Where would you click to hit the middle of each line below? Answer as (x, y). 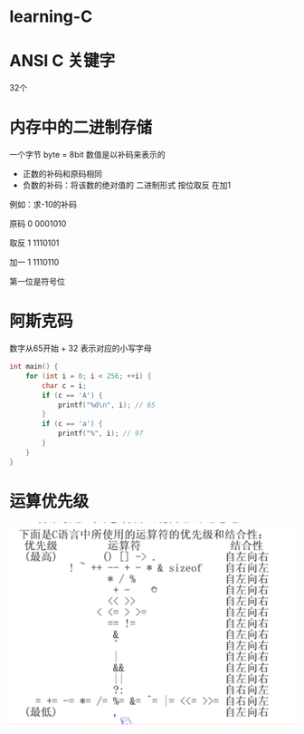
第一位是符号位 (37, 282)
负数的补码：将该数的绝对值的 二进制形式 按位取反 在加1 (127, 185)
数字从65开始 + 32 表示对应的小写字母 (81, 348)
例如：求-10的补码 (43, 205)
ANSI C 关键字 (62, 61)
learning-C (51, 17)
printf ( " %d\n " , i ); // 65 (106, 405)
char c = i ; (65, 386)
